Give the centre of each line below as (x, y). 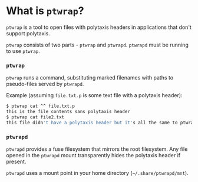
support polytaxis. (28, 33)
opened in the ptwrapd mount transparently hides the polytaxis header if (93, 155)
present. (16, 162)
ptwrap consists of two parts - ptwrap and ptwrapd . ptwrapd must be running (97, 45)
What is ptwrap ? (45, 11)
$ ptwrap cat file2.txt (35, 117)
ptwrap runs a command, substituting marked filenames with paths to (90, 78)
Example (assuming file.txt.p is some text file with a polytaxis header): (94, 95)
